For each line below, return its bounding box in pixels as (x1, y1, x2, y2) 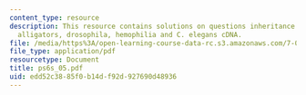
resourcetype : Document (9, 55, 100, 64)
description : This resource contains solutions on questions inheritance (9, 22, 296, 31)
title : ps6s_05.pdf (9, 64, 84, 73)
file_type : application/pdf (9, 47, 117, 56)
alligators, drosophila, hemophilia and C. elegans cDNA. (17, 30, 243, 39)
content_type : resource (9, 13, 100, 23)
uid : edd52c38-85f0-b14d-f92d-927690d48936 (9, 72, 178, 81)
